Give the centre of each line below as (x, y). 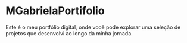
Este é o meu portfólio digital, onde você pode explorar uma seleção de (93, 27)
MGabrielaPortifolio (55, 11)
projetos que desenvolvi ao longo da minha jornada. (69, 33)
